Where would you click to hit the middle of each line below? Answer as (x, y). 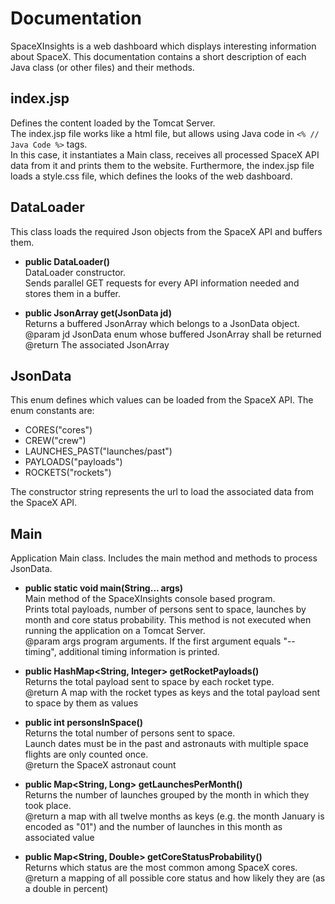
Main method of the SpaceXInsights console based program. (150, 599)
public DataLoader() (67, 261)
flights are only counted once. (86, 754)
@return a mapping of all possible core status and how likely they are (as (175, 878)
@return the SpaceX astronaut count (100, 765)
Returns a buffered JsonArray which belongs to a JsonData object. (162, 323)
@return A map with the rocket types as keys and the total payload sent (172, 693)
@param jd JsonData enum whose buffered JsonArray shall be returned (173, 334)
